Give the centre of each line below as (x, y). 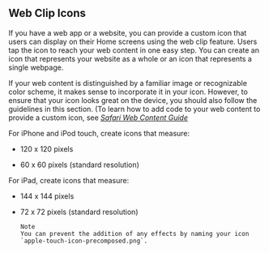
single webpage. (36, 67)
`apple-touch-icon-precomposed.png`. (84, 241)
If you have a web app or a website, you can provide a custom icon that (128, 32)
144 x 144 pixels (47, 196)
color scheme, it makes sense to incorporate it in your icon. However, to (128, 92)
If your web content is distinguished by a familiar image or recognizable (128, 83)
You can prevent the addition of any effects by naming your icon (134, 234)
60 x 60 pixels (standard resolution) (80, 165)
